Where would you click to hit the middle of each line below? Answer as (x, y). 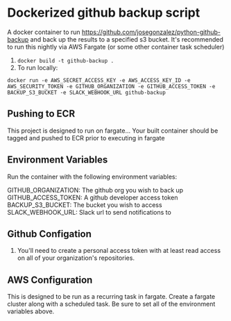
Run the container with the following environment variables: (92, 176)
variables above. (31, 311)
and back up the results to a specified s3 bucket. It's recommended (127, 39)
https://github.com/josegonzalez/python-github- (151, 32)
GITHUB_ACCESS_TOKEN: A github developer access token (93, 197)
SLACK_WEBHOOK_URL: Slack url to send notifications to (89, 212)
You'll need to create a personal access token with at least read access (119, 251)
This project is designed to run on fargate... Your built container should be (113, 131)
